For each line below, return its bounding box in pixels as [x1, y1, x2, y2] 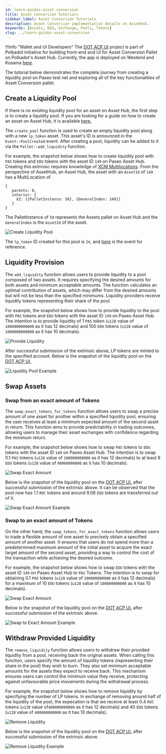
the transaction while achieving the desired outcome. [5, 555, 114, 561]
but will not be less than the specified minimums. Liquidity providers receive [5, 292, 161, 298]
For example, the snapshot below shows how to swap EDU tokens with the [5, 564, 155, 570]
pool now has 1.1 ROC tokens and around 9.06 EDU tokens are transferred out [5, 490, 159, 496]
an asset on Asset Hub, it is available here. [5, 118, 92, 124]
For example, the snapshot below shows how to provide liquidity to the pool [5, 307, 160, 313]
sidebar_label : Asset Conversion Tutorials [5, 16, 97, 21]
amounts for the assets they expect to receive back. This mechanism [5, 668, 146, 674]
